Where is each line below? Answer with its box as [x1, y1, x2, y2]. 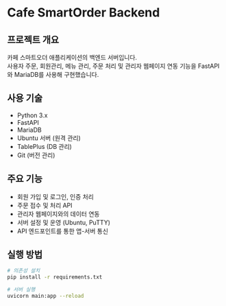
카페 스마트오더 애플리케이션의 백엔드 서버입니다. [7, 54, 138, 61]
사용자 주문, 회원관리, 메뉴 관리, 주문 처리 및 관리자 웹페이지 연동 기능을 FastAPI [7, 62, 220, 70]
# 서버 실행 [7, 286, 36, 293]
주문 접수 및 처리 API [16, 201, 73, 209]
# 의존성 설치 [7, 268, 40, 274]
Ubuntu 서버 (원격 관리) [16, 134, 81, 142]
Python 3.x [16, 111, 48, 119]
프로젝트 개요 [7, 34, 60, 45]
